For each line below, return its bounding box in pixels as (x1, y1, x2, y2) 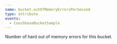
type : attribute (5, 12, 38, 16)
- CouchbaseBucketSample (9, 20, 60, 26)
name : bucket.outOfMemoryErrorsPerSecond (5, 7, 91, 12)
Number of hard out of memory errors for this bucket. (5, 34, 113, 40)
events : (5, 16, 21, 21)
